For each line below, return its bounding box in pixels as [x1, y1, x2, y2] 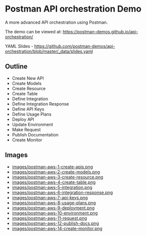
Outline [5, 62, 28, 71]
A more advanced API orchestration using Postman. [5, 19, 108, 25]
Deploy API [12, 116, 35, 122]
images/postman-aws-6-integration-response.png [12, 190, 113, 195]
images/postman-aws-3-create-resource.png [12, 174, 103, 180]
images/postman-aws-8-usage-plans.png [12, 200, 96, 206]
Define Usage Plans [12, 111, 52, 117]
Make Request [12, 127, 41, 133]
